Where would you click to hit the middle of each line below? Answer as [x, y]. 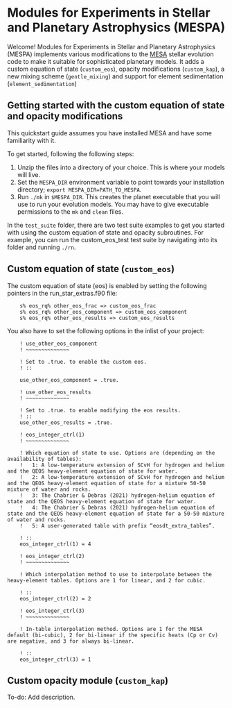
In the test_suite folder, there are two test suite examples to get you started [116, 225]
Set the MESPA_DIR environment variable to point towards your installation [121, 182]
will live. [28, 174]
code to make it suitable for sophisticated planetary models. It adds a [106, 61]
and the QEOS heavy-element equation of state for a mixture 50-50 [107, 483]
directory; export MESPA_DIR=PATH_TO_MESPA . [79, 189]
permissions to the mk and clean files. [70, 211]
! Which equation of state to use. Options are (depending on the [117, 453]
